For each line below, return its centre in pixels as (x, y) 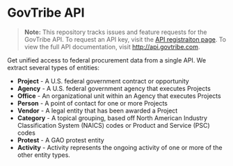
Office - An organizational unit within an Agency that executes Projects (119, 96)
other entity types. (44, 155)
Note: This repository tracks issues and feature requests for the (115, 32)
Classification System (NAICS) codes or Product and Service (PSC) (113, 125)
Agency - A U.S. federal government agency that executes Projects (114, 88)
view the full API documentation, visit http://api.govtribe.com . (112, 47)
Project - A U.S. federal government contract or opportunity (103, 81)
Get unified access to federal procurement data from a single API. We (107, 60)
